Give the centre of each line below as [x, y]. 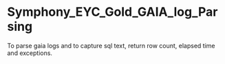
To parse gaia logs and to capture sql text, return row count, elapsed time [111, 45]
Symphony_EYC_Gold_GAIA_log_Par [112, 12]
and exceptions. [30, 53]
